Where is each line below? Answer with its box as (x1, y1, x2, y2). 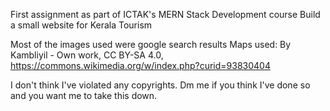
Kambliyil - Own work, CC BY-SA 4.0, (10, 49, 164, 61)
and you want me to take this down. (10, 90, 158, 101)
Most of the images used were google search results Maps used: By (10, 39, 292, 50)
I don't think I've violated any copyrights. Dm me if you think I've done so (10, 79, 311, 91)
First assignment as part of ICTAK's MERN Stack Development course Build (10, 9, 321, 20)
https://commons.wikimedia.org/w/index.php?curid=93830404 (10, 60, 271, 71)
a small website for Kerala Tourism (10, 19, 153, 31)
